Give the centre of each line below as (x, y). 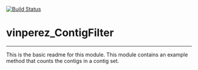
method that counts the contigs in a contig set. (63, 61)
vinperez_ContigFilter (60, 33)
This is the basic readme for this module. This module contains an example (97, 54)
